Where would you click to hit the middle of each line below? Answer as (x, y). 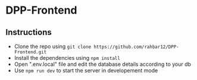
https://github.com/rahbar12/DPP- (136, 47)
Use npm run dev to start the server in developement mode (86, 71)
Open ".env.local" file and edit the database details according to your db (103, 64)
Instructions (29, 32)
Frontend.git (30, 52)
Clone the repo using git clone (53, 46)
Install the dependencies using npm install (67, 58)
